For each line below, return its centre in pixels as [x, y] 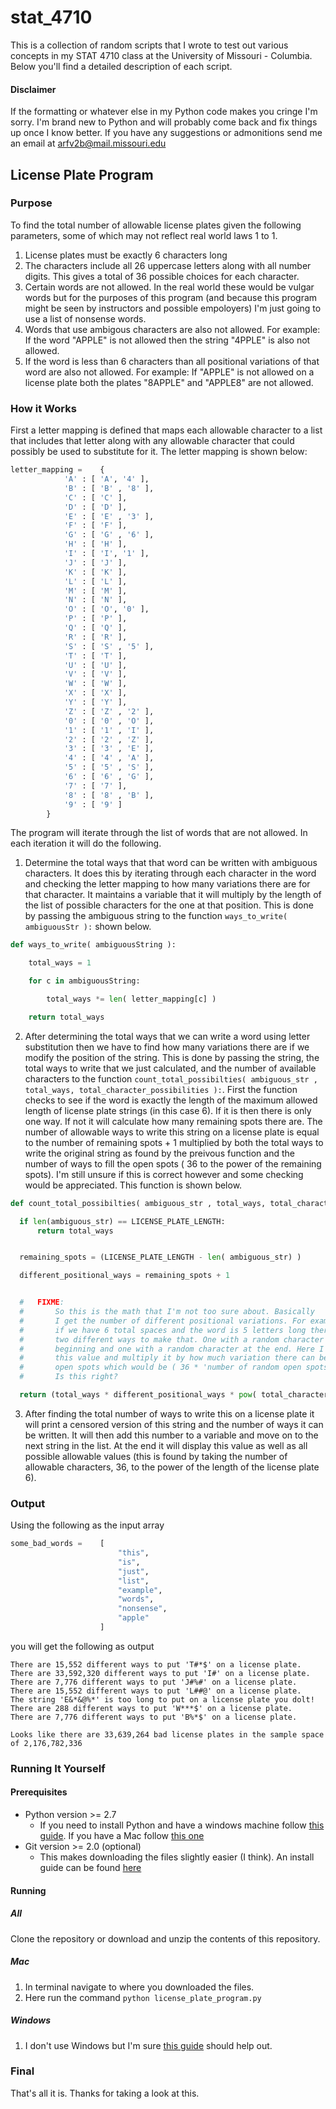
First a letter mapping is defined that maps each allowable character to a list [166, 430]
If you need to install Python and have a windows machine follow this [182, 1825]
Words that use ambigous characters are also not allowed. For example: [172, 329]
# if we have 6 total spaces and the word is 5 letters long [163, 1330]
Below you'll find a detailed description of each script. [121, 66]
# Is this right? [68, 1377]
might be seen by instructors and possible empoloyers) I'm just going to [173, 308]
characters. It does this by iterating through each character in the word [170, 873]
